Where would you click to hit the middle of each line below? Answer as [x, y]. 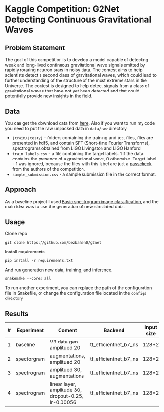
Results [17, 313]
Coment [67, 330]
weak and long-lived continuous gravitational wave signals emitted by [75, 65]
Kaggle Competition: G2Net [62, 9]
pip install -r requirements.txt [39, 261]
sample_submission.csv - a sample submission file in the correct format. [84, 174]
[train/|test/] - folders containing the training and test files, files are [82, 137]
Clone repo [16, 234]
